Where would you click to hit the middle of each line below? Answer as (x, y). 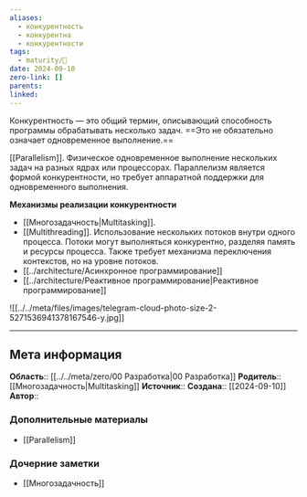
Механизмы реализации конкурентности (93, 204)
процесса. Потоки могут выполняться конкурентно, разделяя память (159, 241)
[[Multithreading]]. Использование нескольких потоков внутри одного (159, 232)
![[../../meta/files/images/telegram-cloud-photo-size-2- (113, 308)
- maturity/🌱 (42, 60)
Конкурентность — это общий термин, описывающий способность (141, 121)
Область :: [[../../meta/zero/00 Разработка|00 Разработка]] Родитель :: (145, 376)
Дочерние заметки (55, 463)
